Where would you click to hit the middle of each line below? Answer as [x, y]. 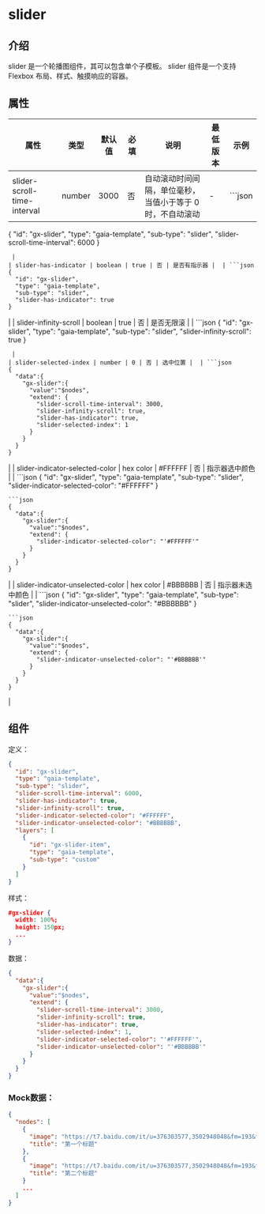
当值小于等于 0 [172, 202]
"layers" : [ [35, 830]
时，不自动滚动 [172, 213]
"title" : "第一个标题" [63, 1144]
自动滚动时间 [168, 178]
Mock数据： [32, 1098]
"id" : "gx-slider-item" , [70, 845]
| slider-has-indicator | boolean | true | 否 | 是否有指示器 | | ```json [131, 265]
